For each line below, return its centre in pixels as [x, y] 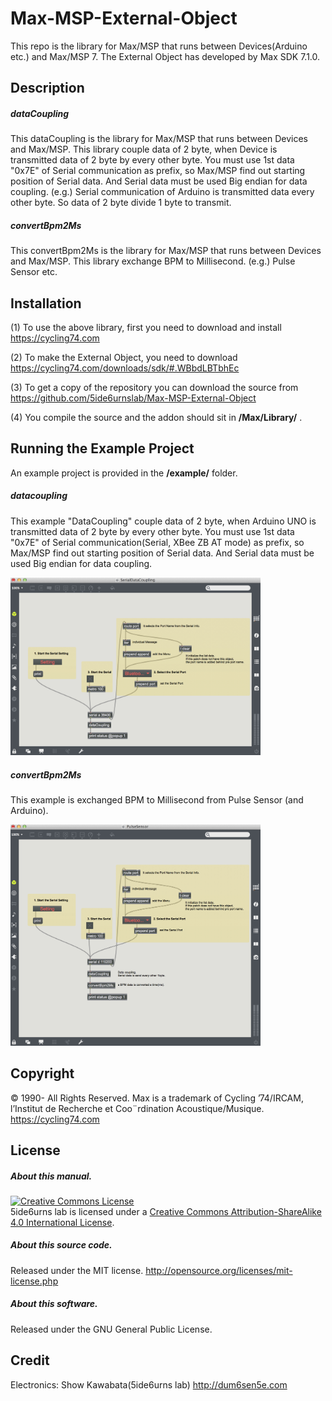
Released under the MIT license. [77, 1270]
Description [47, 88]
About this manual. [51, 1176]
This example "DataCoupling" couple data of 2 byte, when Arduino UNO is [163, 521]
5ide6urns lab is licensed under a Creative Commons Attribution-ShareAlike [166, 1211]
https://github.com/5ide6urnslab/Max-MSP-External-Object [133, 398]
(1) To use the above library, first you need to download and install [146, 328]
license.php [34, 1281]
